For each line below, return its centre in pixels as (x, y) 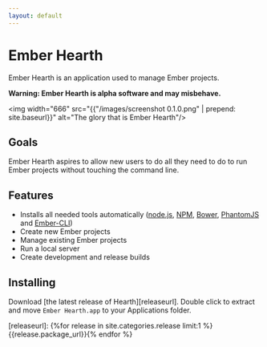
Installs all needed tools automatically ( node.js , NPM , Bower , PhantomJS (139, 215)
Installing (32, 282)
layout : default (35, 16)
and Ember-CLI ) (47, 223)
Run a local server (50, 248)
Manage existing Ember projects (73, 240)
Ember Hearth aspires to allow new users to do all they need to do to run (128, 162)
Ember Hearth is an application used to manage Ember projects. (114, 78)
